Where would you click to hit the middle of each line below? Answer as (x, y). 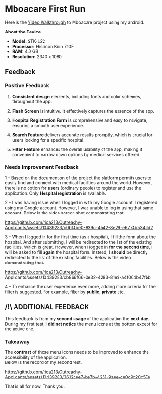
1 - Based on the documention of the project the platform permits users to (78, 178)
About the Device (23, 32)
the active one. (20, 329)
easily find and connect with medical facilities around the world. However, (79, 182)
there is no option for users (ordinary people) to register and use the (73, 188)
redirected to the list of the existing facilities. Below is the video (68, 257)
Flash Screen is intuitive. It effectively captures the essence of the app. (83, 111)
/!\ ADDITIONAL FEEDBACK (47, 307)
